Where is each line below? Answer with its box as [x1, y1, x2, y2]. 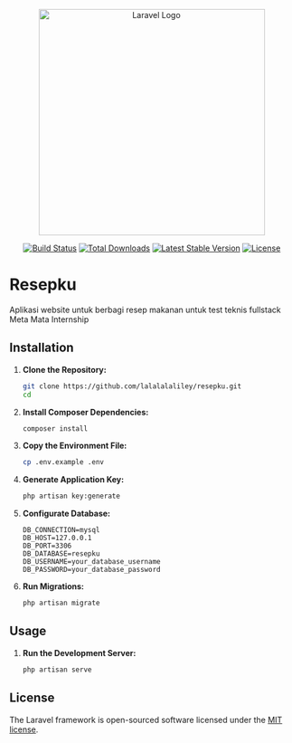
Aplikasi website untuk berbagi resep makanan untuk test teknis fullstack [9, 304, 282, 315]
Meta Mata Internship [9, 313, 89, 325]
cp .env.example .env [22, 458, 104, 467]
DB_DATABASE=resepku [22, 549, 100, 558]
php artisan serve [22, 665, 92, 674]
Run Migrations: [22, 581, 84, 592]
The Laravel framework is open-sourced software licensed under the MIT [9, 714, 283, 725]
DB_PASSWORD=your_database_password [22, 566, 161, 575]
